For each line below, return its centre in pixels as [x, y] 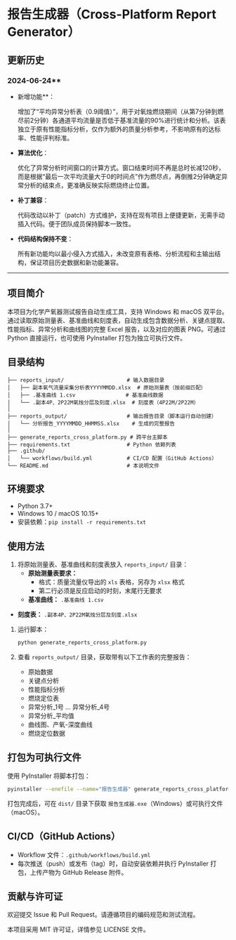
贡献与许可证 [35, 896]
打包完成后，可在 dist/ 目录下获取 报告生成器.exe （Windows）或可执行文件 [115, 803]
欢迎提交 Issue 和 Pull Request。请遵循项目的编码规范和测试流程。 [103, 915]
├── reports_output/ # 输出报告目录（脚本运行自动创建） [112, 416]
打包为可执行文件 [44, 758]
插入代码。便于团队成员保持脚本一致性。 [76, 224]
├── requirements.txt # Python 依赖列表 [92, 444]
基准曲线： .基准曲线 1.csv [66, 600]
